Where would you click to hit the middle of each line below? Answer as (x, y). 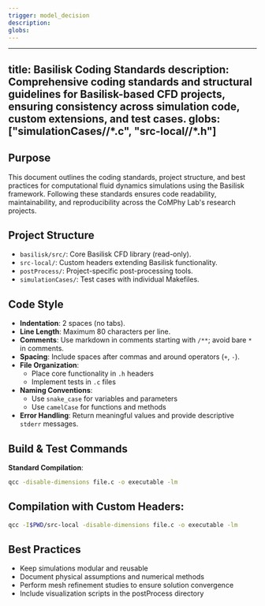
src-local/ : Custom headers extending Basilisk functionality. (119, 263)
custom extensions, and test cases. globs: (114, 119)
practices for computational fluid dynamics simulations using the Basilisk (126, 185)
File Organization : (49, 365)
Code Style (36, 304)
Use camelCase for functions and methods (99, 407)
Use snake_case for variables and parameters (105, 398)
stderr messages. (49, 424)
